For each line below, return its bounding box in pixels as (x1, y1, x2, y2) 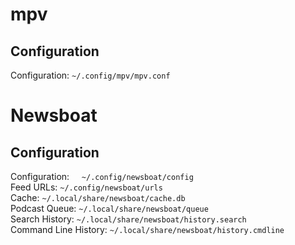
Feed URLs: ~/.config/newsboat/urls (10, 181, 163, 193)
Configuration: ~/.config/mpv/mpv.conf (10, 69, 171, 81)
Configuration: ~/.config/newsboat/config (10, 171, 194, 182)
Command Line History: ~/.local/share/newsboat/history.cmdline (10, 224, 285, 235)
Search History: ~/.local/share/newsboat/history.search (10, 213, 247, 225)
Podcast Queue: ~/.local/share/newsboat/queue (10, 203, 209, 214)
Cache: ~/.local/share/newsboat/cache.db (10, 192, 186, 203)
